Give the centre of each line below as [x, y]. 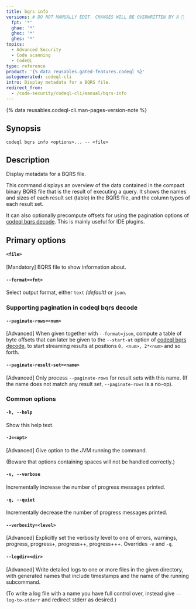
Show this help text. [30, 425]
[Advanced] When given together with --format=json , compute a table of [94, 334]
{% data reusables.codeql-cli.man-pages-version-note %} [77, 110]
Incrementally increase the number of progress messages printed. [86, 487]
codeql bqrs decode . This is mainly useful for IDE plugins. [75, 222]
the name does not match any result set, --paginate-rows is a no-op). [90, 384]
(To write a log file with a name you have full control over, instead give [90, 593]
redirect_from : [25, 88]
